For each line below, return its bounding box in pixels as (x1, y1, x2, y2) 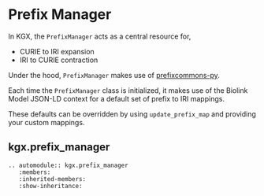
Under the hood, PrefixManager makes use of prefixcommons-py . (8, 70, 221, 80)
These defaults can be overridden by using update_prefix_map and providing (8, 109, 256, 119)
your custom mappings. (8, 117, 85, 127)
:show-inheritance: (18, 182, 83, 190)
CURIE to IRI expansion (19, 46, 95, 56)
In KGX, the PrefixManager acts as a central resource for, (8, 31, 191, 41)
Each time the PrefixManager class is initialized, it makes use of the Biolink (8, 85, 248, 95)
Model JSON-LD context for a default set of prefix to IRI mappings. (8, 94, 225, 103)
